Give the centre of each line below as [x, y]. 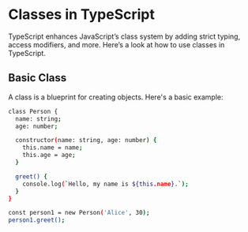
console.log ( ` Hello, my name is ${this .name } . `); [106, 184]
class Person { [33, 111]
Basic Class [38, 78]
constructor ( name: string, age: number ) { [86, 140]
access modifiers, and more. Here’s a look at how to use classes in [116, 44]
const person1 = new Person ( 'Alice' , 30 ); [79, 213]
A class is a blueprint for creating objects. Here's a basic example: [116, 97]
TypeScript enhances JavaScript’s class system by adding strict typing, [124, 36]
